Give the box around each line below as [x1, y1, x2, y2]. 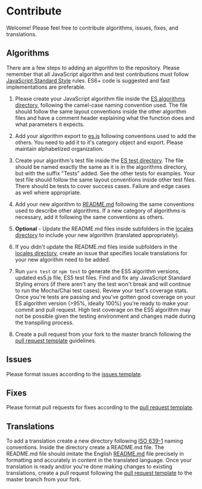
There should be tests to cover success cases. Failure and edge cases [14, 182, 191, 189]
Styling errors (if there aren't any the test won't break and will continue [14, 280, 191, 288]
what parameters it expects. [14, 121, 85, 128]
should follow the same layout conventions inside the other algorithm [14, 107, 187, 115]
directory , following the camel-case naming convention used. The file [14, 101, 188, 109]
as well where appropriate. [14, 189, 81, 196]
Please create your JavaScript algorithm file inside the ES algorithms [14, 95, 186, 102]
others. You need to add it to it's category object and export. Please [14, 139, 183, 146]
